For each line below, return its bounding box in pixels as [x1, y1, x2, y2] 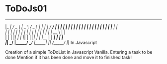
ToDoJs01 [5, 3, 47, 14]
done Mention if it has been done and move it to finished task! [5, 54, 132, 60]
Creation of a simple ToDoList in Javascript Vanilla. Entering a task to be [5, 49, 153, 55]
